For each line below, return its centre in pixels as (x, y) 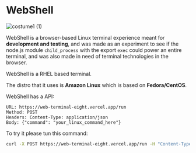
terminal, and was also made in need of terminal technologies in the (87, 56)
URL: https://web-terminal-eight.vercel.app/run (66, 107)
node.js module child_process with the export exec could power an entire (94, 50)
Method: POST (22, 112)
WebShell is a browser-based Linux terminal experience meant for (85, 37)
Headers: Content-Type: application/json (57, 117)
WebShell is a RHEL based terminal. (49, 74)
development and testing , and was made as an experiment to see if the (92, 44)
